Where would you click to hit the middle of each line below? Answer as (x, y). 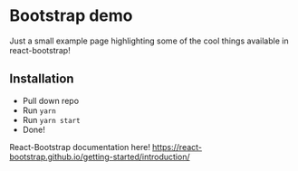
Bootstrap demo (71, 16)
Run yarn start (51, 119)
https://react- (177, 147)
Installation (42, 79)
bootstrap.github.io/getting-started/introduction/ (100, 157)
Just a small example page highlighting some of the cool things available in (149, 41)
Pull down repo (51, 100)
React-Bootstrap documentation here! (80, 147)
